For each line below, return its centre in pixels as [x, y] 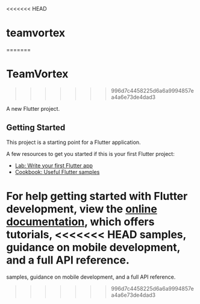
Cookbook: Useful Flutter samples [57, 172]
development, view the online [82, 209]
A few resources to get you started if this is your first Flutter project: [90, 154]
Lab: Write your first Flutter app [54, 166]
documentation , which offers [80, 222]
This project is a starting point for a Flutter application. [73, 142]
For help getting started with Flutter [97, 196]
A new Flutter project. [33, 108]
